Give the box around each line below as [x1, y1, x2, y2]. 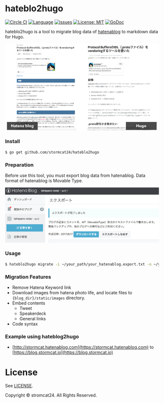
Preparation [5, 161, 34, 168]
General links [19, 316, 46, 322]
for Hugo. [5, 34, 24, 40]
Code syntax [12, 321, 38, 327]
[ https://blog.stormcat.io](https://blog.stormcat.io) [12, 350, 113, 356]
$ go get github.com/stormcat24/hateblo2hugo [5, 150, 99, 155]
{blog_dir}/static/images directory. [12, 295, 85, 301]
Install [5, 138, 20, 145]
